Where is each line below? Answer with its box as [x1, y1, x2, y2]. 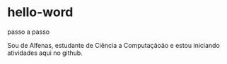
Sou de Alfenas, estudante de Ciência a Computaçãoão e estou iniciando [7, 41, 221, 49]
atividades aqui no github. [7, 49, 83, 57]
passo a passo [7, 27, 50, 36]
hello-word [7, 4, 74, 20]
